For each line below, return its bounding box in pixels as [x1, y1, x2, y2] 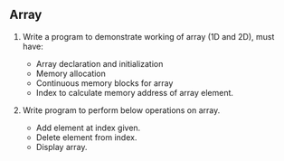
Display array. [35, 141, 88, 152]
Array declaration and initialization [35, 58, 164, 69]
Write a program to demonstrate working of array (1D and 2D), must [22, 31, 275, 42]
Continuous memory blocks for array [35, 77, 174, 89]
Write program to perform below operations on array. [22, 104, 221, 116]
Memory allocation [35, 68, 107, 79]
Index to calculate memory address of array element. [35, 87, 233, 98]
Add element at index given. [35, 122, 141, 133]
